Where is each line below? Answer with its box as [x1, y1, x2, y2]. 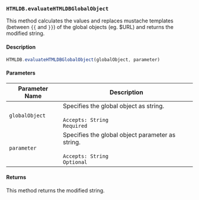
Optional [63, 159, 88, 165]
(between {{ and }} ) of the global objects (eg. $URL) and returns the [6, 24, 174, 31]
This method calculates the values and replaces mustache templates [6, 17, 174, 24]
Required [63, 122, 88, 129]
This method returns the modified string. [6, 186, 105, 194]
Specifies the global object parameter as [63, 130, 176, 138]
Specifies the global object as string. [63, 102, 165, 110]
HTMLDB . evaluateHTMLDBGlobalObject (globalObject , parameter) [6, 56, 161, 63]
